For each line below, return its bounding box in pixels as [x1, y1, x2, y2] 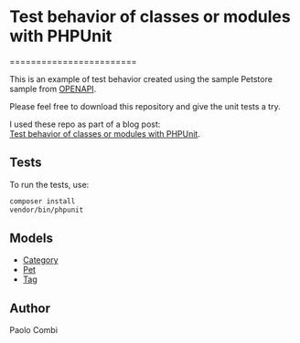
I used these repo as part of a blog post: [9, 119, 161, 130]
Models [9, 230, 53, 245]
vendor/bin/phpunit [9, 205, 84, 214]
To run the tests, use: [9, 179, 90, 190]
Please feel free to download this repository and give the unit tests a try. [9, 100, 281, 111]
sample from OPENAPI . [9, 83, 97, 94]
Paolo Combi [9, 325, 58, 336]
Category [22, 255, 59, 265]
